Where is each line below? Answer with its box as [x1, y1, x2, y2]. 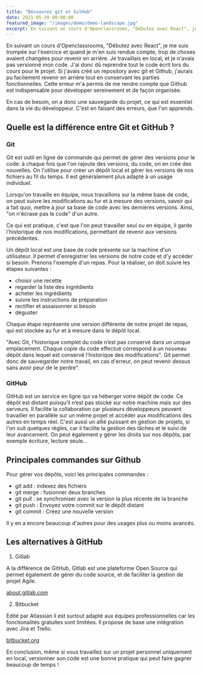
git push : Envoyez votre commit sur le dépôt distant [14, 502, 144, 509]
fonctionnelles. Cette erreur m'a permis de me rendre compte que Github [6, 80, 188, 88]
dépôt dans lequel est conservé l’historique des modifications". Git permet [6, 351, 191, 358]
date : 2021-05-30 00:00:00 [6, 14, 74, 20]
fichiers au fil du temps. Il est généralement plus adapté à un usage [6, 172, 173, 180]
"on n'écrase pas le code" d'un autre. [6, 210, 99, 217]
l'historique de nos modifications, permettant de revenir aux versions [6, 228, 177, 235]
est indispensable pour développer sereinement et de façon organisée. [6, 87, 182, 94]
